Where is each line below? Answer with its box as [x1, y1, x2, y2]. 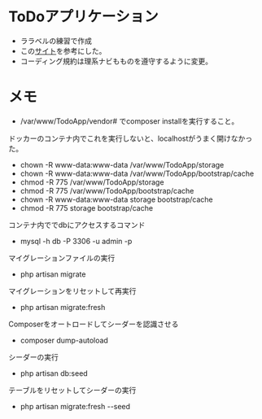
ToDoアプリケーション [8, 7, 159, 26]
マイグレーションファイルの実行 [8, 253, 116, 263]
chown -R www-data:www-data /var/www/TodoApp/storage [20, 159, 225, 169]
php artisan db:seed [20, 368, 88, 378]
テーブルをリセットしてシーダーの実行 [8, 385, 137, 395]
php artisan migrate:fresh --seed [20, 401, 131, 411]
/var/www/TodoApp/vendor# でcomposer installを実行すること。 [20, 116, 239, 126]
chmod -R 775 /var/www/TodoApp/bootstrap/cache [20, 185, 194, 195]
